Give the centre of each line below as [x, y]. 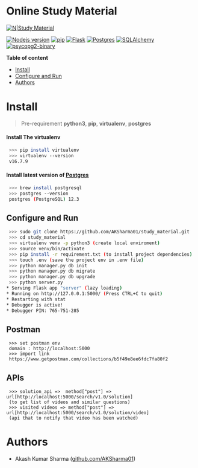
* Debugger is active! [35, 305]
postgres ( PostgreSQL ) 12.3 [44, 199]
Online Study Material [62, 11]
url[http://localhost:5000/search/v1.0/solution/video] [78, 413]
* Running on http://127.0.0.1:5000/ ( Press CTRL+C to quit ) [85, 294]
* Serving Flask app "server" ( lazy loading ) [64, 288]
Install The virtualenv [33, 137]
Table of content [27, 57]
